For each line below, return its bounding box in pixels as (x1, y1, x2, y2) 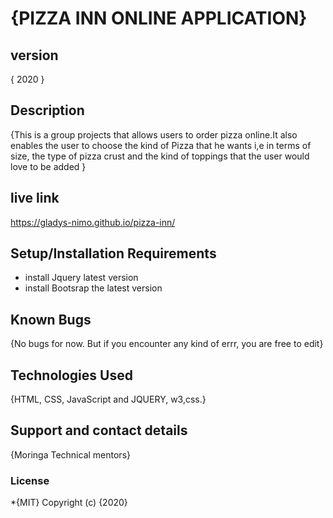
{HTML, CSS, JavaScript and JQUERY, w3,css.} (10, 393, 207, 406)
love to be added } (10, 160, 87, 172)
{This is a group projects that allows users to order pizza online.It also (10, 128, 298, 141)
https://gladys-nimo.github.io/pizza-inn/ (10, 216, 176, 228)
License (10, 473, 50, 487)
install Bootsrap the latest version (24, 282, 163, 294)
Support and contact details (10, 422, 188, 439)
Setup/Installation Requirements (10, 245, 217, 262)
